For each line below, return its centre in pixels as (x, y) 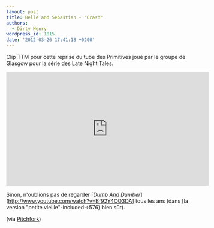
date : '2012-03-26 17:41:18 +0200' (51, 40)
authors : (17, 23)
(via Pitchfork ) (24, 219)
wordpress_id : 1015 (31, 34)
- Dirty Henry (29, 29)
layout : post (22, 12)
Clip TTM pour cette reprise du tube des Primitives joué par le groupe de (96, 57)
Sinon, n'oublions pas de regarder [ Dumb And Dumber (73, 194)
